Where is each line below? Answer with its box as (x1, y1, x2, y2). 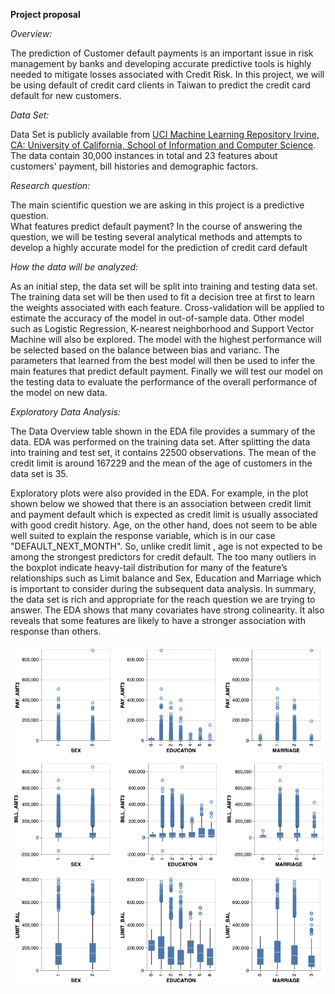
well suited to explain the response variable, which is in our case (10, 530, 276, 541)
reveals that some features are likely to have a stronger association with (10, 615, 307, 626)
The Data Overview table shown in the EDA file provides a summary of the (10, 425, 316, 437)
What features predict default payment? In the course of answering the (10, 220, 303, 232)
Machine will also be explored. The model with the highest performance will (10, 334, 322, 345)
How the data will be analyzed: (10, 261, 139, 273)
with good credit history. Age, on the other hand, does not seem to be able (10, 519, 318, 531)
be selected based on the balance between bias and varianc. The (10, 344, 280, 356)
